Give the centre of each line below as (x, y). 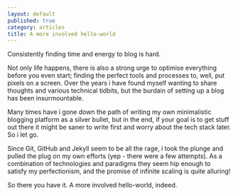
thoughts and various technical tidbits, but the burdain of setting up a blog (116, 91)
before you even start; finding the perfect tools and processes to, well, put (116, 76)
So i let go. (23, 135)
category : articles (36, 27)
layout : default (31, 14)
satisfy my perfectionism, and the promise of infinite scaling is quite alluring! (119, 171)
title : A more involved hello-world (61, 34)
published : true (31, 21)
